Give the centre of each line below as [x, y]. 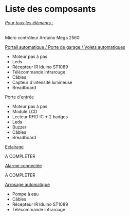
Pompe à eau [25, 194]
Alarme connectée [24, 166]
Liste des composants [51, 9]
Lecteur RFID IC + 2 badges [40, 117]
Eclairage [14, 147]
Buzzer [19, 127]
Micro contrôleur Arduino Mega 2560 [42, 38]
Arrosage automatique [28, 185]
